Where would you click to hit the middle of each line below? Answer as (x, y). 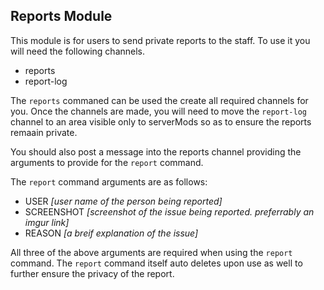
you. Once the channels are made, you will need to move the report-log (158, 111)
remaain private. (44, 132)
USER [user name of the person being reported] (123, 201)
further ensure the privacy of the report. (92, 273)
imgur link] (47, 222)
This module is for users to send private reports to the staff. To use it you (160, 40)
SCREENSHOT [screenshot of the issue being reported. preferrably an (169, 211)
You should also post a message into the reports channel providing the (156, 151)
